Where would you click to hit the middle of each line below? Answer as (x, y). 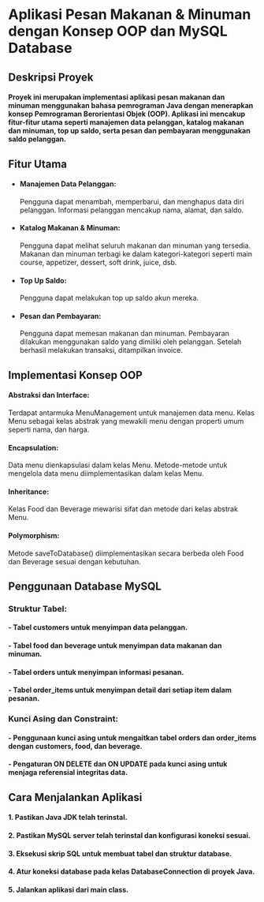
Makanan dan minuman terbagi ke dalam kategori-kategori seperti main (136, 253)
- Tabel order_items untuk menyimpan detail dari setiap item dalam (120, 690)
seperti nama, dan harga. (49, 429)
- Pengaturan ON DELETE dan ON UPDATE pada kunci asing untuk (118, 764)
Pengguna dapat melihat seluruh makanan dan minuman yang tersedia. (135, 245)
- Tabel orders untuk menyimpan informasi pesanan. (96, 672)
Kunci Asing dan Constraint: (63, 719)
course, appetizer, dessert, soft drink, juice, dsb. (98, 262)
